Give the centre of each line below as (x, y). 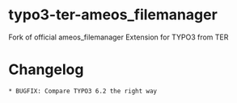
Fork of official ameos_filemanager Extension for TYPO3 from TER (118, 37)
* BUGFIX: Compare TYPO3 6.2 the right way (83, 91)
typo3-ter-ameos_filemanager (113, 15)
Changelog (46, 70)
